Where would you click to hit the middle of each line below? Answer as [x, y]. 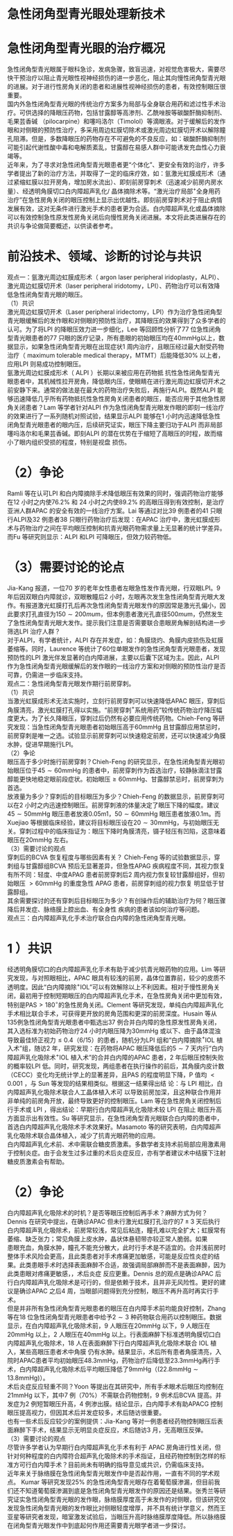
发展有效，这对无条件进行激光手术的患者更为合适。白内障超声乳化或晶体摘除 [116, 208]
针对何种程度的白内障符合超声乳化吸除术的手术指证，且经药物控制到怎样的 [113, 1455]
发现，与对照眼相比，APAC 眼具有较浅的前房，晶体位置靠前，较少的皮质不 [119, 978]
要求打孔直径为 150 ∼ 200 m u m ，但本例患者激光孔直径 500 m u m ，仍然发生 [118, 614]
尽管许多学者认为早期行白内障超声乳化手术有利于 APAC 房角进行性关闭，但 [114, 1447]
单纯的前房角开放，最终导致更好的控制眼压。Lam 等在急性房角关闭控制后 [117, 1100]
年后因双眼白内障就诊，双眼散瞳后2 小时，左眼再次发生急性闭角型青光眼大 [113, 596]
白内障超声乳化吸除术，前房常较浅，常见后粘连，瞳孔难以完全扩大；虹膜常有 [116, 1230]
